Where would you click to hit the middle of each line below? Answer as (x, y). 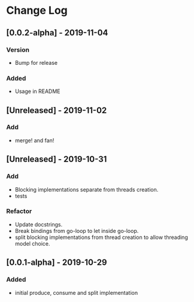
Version (18, 50)
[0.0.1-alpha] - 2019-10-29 (57, 263)
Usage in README (37, 91)
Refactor (19, 211)
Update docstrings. (39, 224)
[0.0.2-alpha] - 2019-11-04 (57, 33)
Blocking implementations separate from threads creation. (87, 189)
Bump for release (36, 62)
